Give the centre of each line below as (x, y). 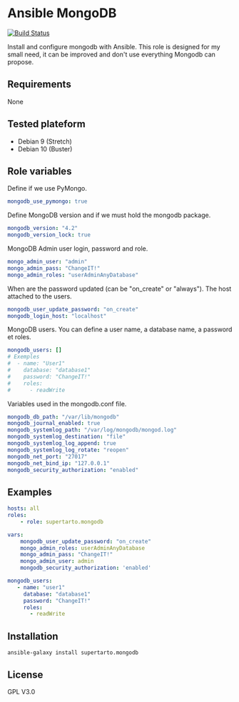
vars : (15, 535)
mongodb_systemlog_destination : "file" (67, 437)
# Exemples (24, 357)
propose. (21, 61)
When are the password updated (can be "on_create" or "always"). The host (119, 289)
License (25, 675)
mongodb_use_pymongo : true (47, 201)
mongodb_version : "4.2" (43, 229)
